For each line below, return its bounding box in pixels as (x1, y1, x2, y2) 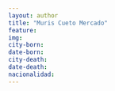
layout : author (8, 11, 59, 20)
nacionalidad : (8, 70, 56, 78)
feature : (8, 26, 37, 34)
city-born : (8, 41, 44, 49)
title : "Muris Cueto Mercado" (8, 19, 109, 27)
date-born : (8, 48, 44, 56)
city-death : (8, 56, 48, 64)
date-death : (8, 63, 48, 71)
